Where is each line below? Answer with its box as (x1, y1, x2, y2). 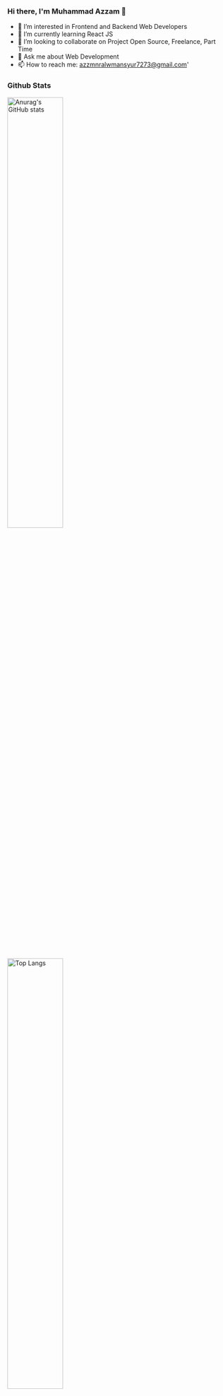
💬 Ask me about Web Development (17, 52, 119, 61)
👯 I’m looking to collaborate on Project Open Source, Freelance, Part (17, 37, 217, 46)
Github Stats (7, 81, 52, 90)
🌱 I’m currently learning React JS (17, 30, 114, 38)
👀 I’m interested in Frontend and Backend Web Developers (17, 23, 188, 31)
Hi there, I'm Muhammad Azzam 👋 (7, 6, 126, 16)
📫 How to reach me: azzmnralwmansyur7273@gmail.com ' (17, 60, 189, 69)
